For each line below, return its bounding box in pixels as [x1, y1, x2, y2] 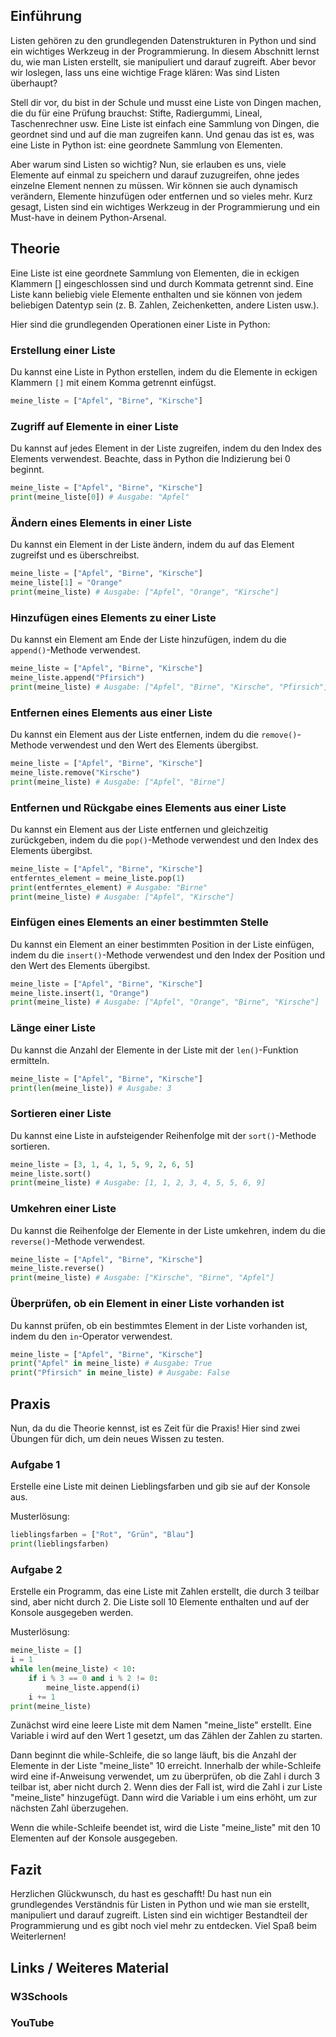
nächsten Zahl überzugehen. [10, 1802, 129, 1814]
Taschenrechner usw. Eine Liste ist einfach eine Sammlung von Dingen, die [10, 117, 320, 129]
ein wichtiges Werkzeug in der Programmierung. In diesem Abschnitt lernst [10, 45, 320, 57]
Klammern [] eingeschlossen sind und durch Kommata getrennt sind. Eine [10, 277, 314, 289]
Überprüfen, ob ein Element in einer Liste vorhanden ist [10, 1297, 285, 1311]
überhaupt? [10, 77, 58, 89]
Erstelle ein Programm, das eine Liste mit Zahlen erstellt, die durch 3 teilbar [10, 1585, 320, 1598]
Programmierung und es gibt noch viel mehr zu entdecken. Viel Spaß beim [10, 1920, 318, 1932]
